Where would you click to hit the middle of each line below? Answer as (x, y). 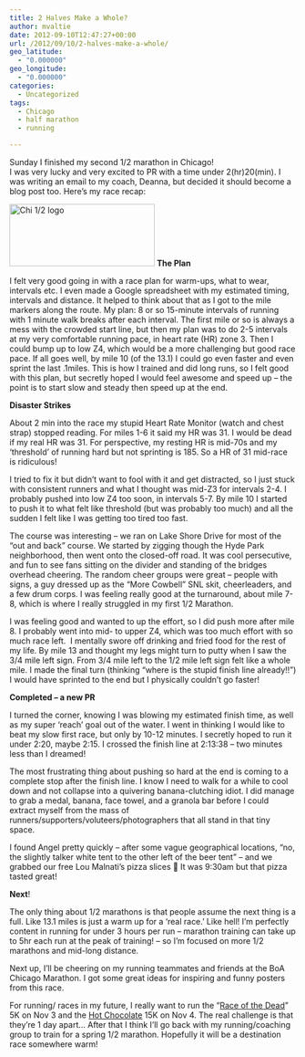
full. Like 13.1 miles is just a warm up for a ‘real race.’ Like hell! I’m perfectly (149, 921)
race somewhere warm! (54, 1044)
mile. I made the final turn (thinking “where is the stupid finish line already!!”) (153, 670)
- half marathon (48, 120)
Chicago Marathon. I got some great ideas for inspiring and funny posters (147, 978)
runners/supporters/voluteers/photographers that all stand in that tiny (140, 820)
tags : (20, 103)
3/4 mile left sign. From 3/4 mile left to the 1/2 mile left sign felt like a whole (150, 660)
